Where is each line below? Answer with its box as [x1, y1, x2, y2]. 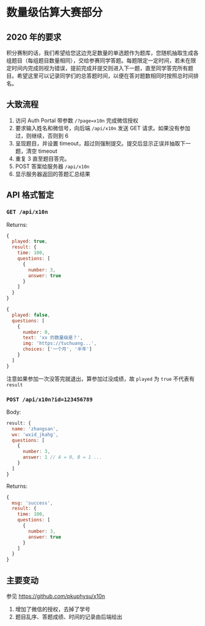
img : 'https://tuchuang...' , [22, 341, 97, 347]
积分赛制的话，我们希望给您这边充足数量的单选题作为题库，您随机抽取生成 [6, 50, 193, 56]
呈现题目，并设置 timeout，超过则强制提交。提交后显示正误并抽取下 [15, 139, 186, 147]
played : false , [12, 312, 51, 318]
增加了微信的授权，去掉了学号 [15, 605, 90, 613]
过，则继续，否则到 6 [15, 132, 69, 139]
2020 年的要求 [6, 32, 62, 42]
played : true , [12, 238, 48, 245]
